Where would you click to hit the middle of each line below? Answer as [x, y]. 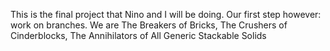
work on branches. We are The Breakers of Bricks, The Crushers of [149, 25]
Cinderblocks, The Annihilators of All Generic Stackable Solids [138, 35]
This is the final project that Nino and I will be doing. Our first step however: [166, 14]
